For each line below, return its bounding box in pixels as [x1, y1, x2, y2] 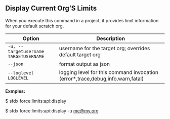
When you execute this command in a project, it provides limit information [5, 17, 159, 23]
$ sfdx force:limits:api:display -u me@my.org [5, 107, 99, 113]
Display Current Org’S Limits [5, 4, 97, 13]
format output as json [59, 60, 110, 67]
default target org [59, 51, 101, 58]
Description [96, 35, 125, 42]
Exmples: [5, 88, 25, 94]
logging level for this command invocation [59, 68, 158, 75]
